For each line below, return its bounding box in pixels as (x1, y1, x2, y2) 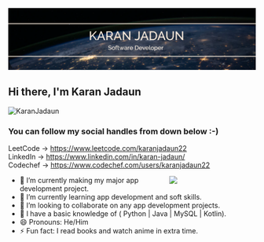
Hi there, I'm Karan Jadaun (8, 86, 141, 99)
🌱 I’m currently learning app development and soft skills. (19, 192, 202, 202)
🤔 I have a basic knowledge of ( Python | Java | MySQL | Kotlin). (19, 209, 226, 218)
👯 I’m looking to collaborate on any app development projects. (19, 200, 221, 211)
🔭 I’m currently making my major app (19, 176, 139, 185)
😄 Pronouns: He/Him (19, 218, 89, 227)
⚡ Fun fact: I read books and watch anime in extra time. (19, 226, 199, 236)
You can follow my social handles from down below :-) (8, 126, 219, 137)
